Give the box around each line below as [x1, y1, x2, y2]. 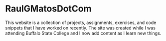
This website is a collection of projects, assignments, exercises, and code [5, 19, 157, 25]
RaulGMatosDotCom [5, 3, 92, 14]
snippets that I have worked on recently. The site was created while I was [5, 24, 156, 30]
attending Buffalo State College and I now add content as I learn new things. [5, 30, 162, 36]
